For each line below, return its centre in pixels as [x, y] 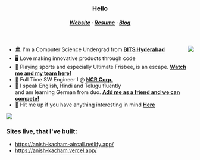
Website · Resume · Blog [100, 23]
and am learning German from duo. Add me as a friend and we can [97, 92]
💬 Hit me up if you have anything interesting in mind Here [85, 105]
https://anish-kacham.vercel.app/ [56, 150]
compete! [27, 98]
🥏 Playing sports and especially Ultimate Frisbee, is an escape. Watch [100, 67]
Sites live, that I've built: [42, 131]
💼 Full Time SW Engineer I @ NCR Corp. [64, 79]
